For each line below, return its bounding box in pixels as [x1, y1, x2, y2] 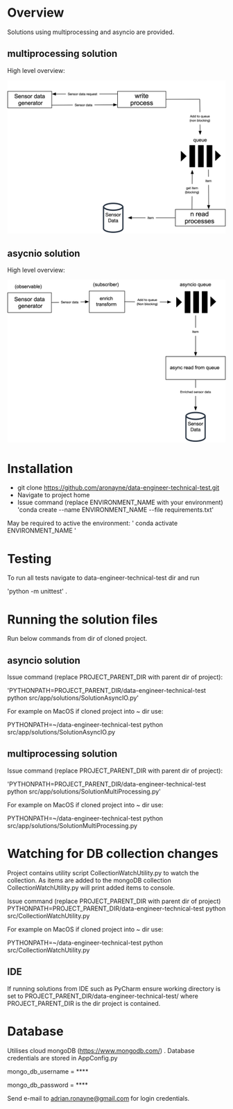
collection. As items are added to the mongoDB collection [7, 876, 172, 884]
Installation [7, 461, 74, 476]
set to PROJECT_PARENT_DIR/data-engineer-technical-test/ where [7, 992, 199, 1000]
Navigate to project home [17, 491, 90, 499]
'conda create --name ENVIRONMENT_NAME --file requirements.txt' [17, 506, 214, 514]
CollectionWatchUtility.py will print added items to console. [7, 883, 175, 892]
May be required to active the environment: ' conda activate [7, 519, 178, 528]
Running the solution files [7, 612, 158, 627]
